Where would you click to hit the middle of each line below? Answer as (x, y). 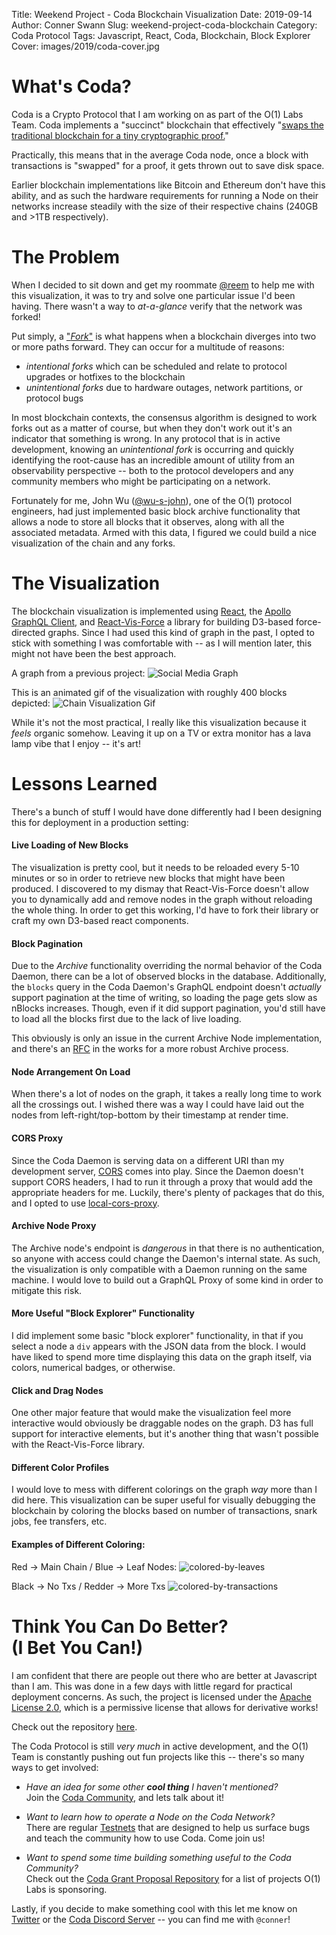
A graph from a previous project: (78, 673)
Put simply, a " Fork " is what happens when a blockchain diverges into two (164, 336)
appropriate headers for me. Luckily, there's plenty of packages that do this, (168, 1192)
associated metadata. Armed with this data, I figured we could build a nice (164, 532)
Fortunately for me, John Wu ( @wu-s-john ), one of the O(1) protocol (152, 500)
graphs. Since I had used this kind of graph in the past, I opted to (181, 632)
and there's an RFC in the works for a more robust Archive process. (150, 1049)
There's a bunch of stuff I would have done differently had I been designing (167, 811)
